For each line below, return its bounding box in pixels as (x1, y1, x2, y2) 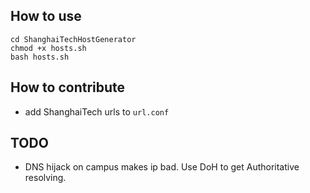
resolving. (24, 172, 67, 184)
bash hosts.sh (10, 52, 70, 62)
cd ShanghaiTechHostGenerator (10, 34, 137, 44)
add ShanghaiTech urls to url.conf (24, 105, 170, 118)
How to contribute (10, 79, 126, 96)
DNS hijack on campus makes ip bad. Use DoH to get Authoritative (24, 161, 300, 173)
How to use (10, 8, 82, 25)
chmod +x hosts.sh (10, 43, 87, 53)
